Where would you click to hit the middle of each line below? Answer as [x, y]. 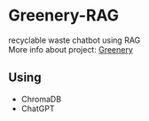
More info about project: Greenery [71, 49]
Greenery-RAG [64, 16]
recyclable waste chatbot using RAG [74, 40]
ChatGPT [38, 109]
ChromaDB [41, 99]
